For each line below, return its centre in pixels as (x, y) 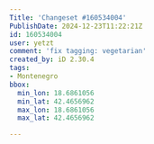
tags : (19, 68)
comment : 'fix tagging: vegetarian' (78, 51)
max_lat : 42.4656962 (56, 118)
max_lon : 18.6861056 (56, 110)
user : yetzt (32, 43)
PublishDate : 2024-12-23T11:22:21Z (76, 26)
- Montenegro (34, 76)
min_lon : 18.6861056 (56, 93)
